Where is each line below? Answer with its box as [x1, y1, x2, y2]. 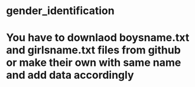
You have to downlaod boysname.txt [6, 31, 190, 45]
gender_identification [6, 4, 115, 18]
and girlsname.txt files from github [6, 43, 181, 57]
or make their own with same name [6, 56, 181, 69]
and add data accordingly [6, 69, 134, 82]
